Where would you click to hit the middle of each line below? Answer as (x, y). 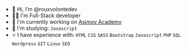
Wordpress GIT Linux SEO (41, 44)
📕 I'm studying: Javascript (45, 28)
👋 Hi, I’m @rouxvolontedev (45, 9)
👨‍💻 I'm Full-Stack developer (46, 15)
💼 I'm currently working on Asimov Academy (67, 22)
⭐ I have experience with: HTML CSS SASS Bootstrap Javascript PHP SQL (96, 35)
